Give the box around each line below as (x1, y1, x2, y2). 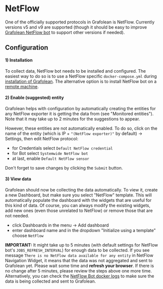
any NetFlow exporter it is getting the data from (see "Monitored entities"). (5, 111, 154, 116)
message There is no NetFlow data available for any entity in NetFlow (5, 252, 154, 258)
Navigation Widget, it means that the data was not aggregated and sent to (5, 257, 153, 263)
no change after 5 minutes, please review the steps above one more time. (5, 268, 152, 273)
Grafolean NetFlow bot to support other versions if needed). (5, 29, 125, 35)
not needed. (5, 212, 30, 218)
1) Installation (5, 57, 33, 63)
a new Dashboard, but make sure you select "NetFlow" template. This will (5, 192, 152, 198)
